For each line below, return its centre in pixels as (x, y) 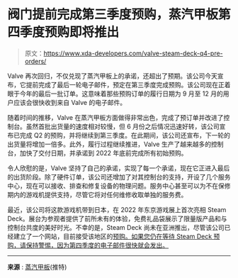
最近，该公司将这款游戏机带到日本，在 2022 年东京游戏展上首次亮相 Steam (117, 209)
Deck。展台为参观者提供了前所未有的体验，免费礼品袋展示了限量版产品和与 (117, 218)
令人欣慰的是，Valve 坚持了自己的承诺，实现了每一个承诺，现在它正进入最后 (119, 168)
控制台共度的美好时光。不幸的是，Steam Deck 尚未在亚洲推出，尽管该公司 (116, 227)
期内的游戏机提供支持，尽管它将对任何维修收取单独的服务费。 (97, 194)
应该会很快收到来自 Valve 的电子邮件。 (69, 102)
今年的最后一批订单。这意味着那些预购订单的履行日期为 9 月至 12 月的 (121, 94)
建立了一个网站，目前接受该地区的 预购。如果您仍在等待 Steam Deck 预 (117, 236)
